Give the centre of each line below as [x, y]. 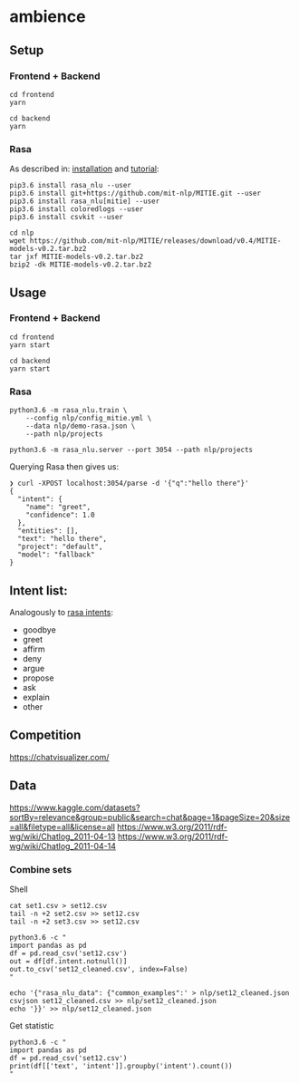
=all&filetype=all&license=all [63, 827]
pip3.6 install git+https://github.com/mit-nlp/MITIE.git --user [135, 193]
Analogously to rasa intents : [62, 612]
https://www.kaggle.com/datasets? [75, 807]
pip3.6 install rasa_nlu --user [70, 186]
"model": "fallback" [56, 555]
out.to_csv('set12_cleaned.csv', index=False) [99, 969]
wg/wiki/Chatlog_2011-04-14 [63, 846]
